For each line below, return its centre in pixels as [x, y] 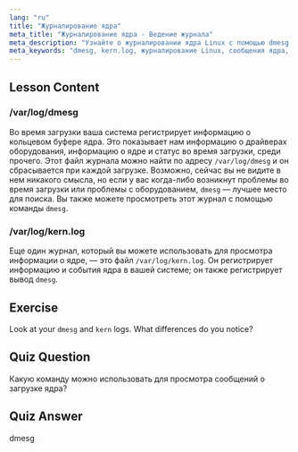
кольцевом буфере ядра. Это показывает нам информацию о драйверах [148, 141]
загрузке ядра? [38, 388]
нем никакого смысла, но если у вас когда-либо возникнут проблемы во [149, 179]
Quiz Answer [46, 417]
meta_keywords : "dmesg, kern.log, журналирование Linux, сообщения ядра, [149, 51]
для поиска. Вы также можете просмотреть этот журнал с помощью [141, 199]
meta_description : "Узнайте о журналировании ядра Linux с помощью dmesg [149, 43]
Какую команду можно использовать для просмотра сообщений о [137, 379]
